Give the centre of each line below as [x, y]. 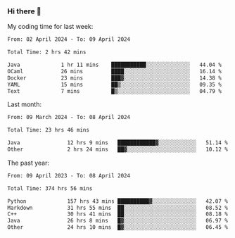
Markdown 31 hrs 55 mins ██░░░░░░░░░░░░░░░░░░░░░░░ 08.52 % [118, 208]
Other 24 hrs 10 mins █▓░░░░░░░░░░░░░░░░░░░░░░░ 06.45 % [118, 227]
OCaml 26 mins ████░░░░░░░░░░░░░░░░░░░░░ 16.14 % [114, 71]
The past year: [28, 163]
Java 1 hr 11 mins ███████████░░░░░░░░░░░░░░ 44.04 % [114, 65]
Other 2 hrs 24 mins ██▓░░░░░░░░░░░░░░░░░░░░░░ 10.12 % [118, 150]
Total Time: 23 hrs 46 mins [49, 130]
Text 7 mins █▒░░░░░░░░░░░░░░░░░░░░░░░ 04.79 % [114, 91]
